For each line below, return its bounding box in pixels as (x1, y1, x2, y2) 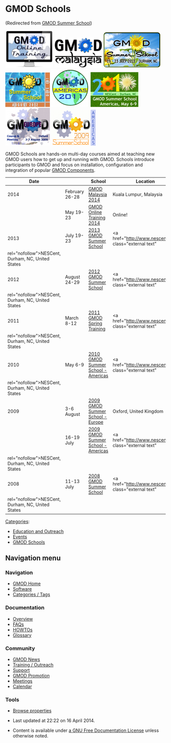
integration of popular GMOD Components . (5, 167, 96, 173)
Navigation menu (5, 554, 61, 563)
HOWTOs (12, 626, 33, 632)
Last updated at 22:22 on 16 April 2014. (12, 718, 95, 724)
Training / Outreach (12, 661, 54, 668)
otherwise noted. (12, 733, 48, 739)
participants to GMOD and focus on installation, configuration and (5, 162, 143, 168)
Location (135, 178, 155, 184)
